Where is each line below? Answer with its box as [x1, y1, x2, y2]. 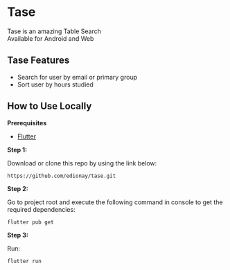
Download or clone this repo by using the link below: [7, 159, 157, 167]
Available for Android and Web [7, 34, 94, 42]
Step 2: [7, 184, 29, 192]
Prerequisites [7, 118, 47, 127]
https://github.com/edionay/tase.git [7, 172, 116, 179]
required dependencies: [7, 205, 76, 213]
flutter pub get [7, 219, 54, 226]
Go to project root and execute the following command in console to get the [7, 198, 223, 206]
